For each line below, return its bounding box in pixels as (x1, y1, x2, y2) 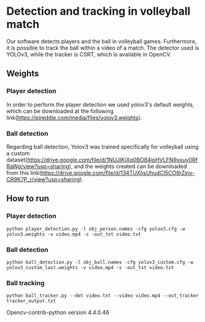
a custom (6, 149, 30, 157)
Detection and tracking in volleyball (6, 4, 191, 18)
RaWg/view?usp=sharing (6, 163, 69, 170)
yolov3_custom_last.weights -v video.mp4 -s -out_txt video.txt (6, 264, 174, 270)
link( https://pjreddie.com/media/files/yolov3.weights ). (6, 113, 142, 121)
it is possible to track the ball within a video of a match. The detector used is (6, 44, 199, 52)
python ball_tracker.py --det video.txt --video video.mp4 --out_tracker (6, 293, 199, 299)
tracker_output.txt (6, 298, 56, 304)
